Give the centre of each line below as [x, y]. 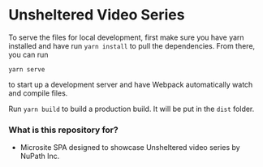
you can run [28, 54]
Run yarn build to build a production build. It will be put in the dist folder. [131, 109]
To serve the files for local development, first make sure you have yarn [127, 37]
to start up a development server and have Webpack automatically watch [131, 84]
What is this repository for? [64, 130]
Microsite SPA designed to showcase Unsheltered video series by [130, 148]
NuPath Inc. [40, 156]
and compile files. [38, 93]
